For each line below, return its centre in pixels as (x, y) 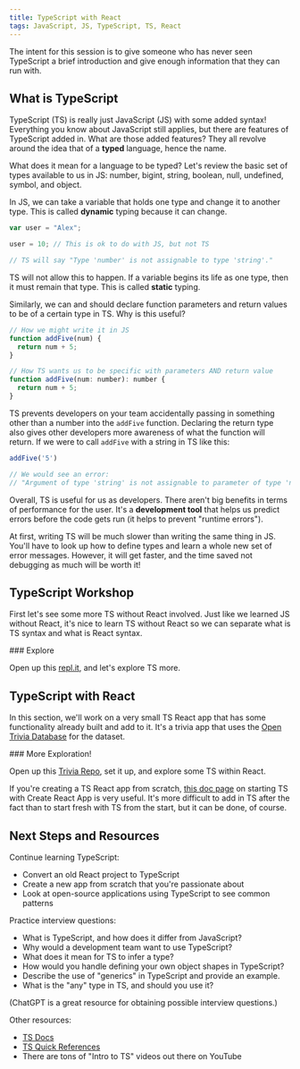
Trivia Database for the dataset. (67, 737)
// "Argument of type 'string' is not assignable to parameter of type (145, 483)
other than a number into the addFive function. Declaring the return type (142, 422)
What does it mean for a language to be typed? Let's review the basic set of (149, 165)
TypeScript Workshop (72, 593)
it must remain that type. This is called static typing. (105, 286)
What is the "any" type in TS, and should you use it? (118, 985)
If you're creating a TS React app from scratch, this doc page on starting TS (149, 789)
